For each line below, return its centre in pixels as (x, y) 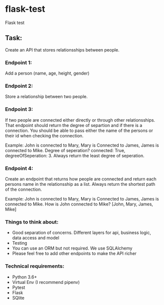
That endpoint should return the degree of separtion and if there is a (74, 125)
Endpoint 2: (19, 86)
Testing (20, 243)
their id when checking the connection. (44, 135)
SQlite (18, 298)
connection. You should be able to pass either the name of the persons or (79, 130)
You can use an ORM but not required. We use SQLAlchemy (72, 248)
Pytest (19, 287)
